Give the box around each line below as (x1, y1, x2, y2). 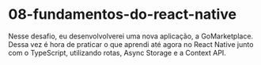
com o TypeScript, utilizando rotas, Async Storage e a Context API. (8, 48, 227, 57)
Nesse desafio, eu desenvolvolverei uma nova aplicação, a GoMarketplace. (8, 31, 254, 41)
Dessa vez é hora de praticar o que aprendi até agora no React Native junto (8, 39, 254, 49)
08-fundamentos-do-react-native (8, 5, 237, 23)
